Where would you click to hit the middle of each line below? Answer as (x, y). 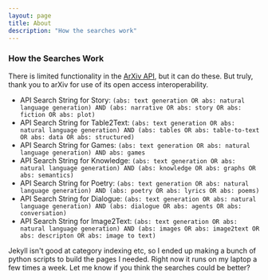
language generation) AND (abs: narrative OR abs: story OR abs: (130, 108)
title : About (30, 23)
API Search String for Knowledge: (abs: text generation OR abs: (128, 160)
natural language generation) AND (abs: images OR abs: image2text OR (140, 229)
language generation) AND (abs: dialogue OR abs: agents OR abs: (130, 206)
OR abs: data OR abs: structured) (77, 137)
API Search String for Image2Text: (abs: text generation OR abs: (128, 221)
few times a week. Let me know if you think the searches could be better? (129, 267)
